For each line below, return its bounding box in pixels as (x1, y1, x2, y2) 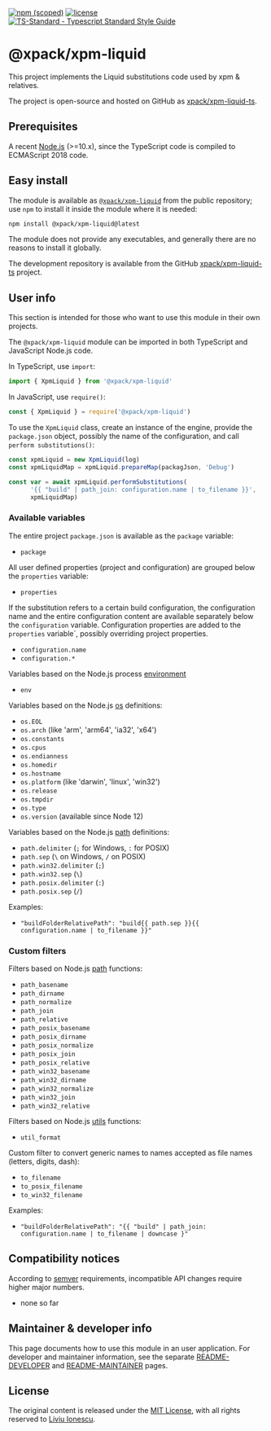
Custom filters (8, 945, 67, 956)
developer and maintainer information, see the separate (8, 1352, 195, 1362)
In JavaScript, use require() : (8, 392, 106, 402)
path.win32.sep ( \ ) (20, 868, 83, 879)
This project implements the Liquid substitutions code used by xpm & (8, 72, 240, 81)
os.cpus (20, 744, 46, 752)
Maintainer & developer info (8, 1322, 152, 1336)
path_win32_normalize (20, 1084, 94, 1093)
